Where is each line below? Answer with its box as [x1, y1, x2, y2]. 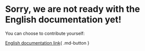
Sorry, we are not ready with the [5, 3, 140, 15]
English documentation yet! [5, 14, 122, 25]
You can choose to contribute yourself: [5, 30, 85, 36]
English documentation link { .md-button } [5, 40, 90, 46]
